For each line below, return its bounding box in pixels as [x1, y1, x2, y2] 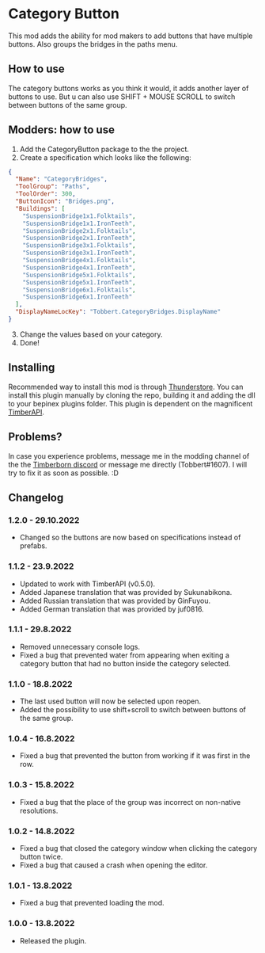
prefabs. [19, 541, 47, 551]
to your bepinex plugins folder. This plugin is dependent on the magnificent [8, 398, 253, 408]
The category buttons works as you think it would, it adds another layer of [8, 83, 249, 93]
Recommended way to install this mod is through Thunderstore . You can [8, 382, 244, 391]
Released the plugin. [19, 936, 87, 945]
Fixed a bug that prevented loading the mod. [19, 898, 165, 908]
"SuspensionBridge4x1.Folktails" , [22, 257, 136, 265]
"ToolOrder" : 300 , [15, 190, 77, 198]
